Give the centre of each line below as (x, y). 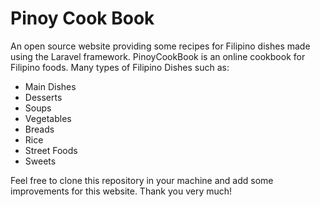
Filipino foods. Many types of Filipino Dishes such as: (120, 67)
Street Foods (51, 150)
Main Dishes (50, 86)
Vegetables (48, 118)
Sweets (40, 161)
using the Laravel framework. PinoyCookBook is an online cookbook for (158, 56)
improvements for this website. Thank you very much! (121, 191)
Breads (39, 129)
